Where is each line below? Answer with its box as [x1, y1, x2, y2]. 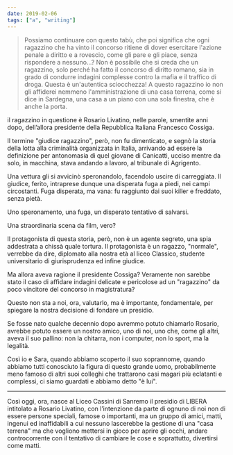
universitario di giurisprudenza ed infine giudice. [7, 256, 146, 265]
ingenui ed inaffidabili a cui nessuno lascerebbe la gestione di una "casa [7, 419, 214, 427]
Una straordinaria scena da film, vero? [7, 221, 116, 229]
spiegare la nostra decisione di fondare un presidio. [7, 306, 155, 314]
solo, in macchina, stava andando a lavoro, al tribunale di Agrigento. [7, 158, 201, 167]
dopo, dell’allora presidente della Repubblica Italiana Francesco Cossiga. [7, 123, 215, 131]
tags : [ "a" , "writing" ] [7, 17, 76, 24]
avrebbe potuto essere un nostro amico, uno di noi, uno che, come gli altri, [7, 326, 221, 335]
